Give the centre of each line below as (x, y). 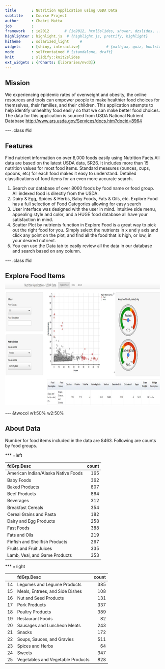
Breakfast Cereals (25, 508)
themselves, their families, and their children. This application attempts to (79, 105)
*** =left (14, 455)
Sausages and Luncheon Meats (49, 626)
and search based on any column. (46, 251)
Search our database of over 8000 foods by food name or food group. (83, 188)
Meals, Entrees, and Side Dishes (49, 591)
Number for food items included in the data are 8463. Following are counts (81, 440)
